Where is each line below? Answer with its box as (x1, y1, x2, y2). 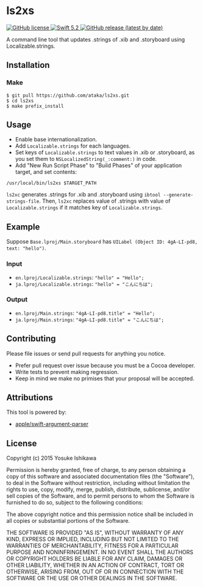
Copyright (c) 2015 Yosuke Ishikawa (6, 454, 96, 462)
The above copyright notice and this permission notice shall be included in (6, 510, 193, 518)
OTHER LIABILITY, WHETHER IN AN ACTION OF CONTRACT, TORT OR (6, 561, 184, 569)
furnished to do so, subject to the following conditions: (6, 499, 143, 506)
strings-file (6, 198, 40, 205)
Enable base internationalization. (15, 136, 98, 143)
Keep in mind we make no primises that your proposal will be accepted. (15, 375, 195, 382)
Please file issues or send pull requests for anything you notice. (6, 350, 166, 357)
